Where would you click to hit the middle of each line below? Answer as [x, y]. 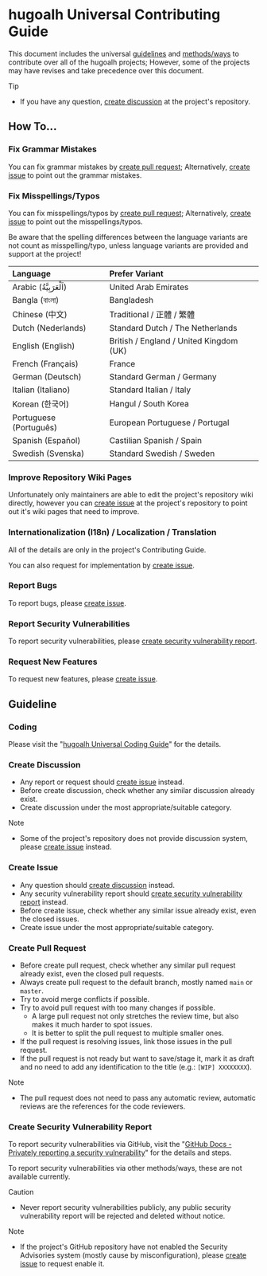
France [122, 363]
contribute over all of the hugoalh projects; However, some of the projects [129, 62]
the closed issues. [49, 919]
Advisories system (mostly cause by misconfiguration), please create [133, 1255]
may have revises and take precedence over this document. [106, 70]
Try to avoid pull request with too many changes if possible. [118, 1007]
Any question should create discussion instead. [97, 885]
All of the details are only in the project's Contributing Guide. [107, 550]
